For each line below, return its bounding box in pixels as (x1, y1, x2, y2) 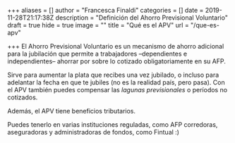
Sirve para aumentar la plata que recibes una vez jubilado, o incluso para (7, 70, 219, 79)
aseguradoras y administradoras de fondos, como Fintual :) (7, 128, 180, 136)
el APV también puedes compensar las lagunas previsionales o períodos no (7, 86, 228, 94)
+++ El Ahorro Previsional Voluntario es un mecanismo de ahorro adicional (7, 42, 224, 50)
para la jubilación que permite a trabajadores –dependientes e (7, 49, 188, 58)
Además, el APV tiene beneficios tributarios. (7, 107, 136, 115)
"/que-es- (190, 21, 220, 29)
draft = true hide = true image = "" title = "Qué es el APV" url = (7, 21, 189, 29)
